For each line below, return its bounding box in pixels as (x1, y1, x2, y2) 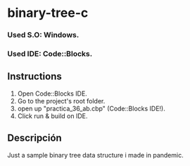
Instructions (7, 70, 62, 82)
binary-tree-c (7, 5, 89, 21)
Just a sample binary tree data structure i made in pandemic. (7, 151, 184, 159)
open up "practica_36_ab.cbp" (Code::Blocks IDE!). (17, 104, 165, 113)
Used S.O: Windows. (7, 30, 80, 40)
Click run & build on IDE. (17, 111, 88, 120)
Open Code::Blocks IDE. (17, 89, 88, 98)
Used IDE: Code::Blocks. (7, 49, 93, 59)
